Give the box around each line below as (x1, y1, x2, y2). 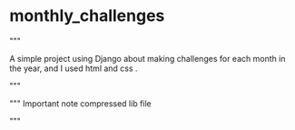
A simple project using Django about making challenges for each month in (9, 53, 286, 64)
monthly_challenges (9, 5, 165, 26)
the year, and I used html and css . (9, 63, 138, 74)
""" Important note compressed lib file (9, 97, 152, 109)
